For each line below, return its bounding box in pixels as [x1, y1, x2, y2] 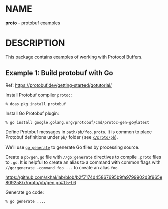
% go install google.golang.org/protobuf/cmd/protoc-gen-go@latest [5, 120, 150, 125]
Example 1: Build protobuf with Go [5, 68, 113, 77]
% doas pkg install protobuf [5, 101, 66, 106]
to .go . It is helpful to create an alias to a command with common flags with [5, 159, 161, 165]
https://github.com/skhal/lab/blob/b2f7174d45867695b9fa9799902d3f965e [5, 174, 163, 180]
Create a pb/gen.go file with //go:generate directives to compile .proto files [5, 154, 162, 160]
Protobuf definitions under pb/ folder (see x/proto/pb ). [5, 134, 118, 140]
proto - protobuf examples [5, 20, 60, 26]
